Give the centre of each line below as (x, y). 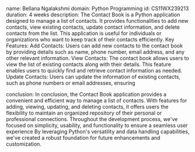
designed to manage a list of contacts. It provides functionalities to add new (97, 21)
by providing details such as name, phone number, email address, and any (95, 52)
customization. (24, 144)
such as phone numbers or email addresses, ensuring (71, 83)
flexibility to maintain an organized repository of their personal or (84, 113)
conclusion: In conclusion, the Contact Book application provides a (86, 94)
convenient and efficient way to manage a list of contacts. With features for (97, 101)
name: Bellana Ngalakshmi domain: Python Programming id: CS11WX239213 (97, 8)
